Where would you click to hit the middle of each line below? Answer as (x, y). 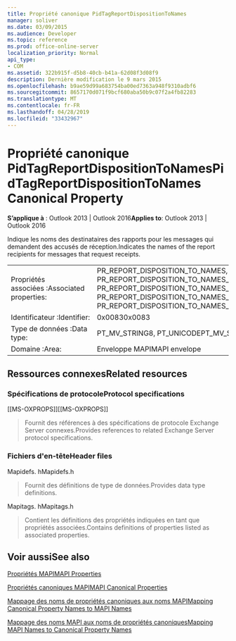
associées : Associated (48, 288)
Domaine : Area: (36, 349)
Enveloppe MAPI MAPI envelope (149, 349)
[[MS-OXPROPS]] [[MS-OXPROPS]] (58, 409)
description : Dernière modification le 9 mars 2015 (84, 79)
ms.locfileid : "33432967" (45, 118)
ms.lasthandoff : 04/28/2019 (48, 112)
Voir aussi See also (48, 557)
